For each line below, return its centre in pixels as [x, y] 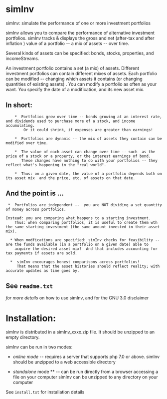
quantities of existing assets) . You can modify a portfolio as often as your [81, 84]
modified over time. [27, 143]
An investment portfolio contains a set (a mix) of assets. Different [72, 68]
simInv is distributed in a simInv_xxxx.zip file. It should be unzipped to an [80, 332]
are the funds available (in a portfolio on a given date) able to [77, 244]
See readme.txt [29, 286]
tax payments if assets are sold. [42, 253]
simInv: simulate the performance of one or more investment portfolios [78, 23]
